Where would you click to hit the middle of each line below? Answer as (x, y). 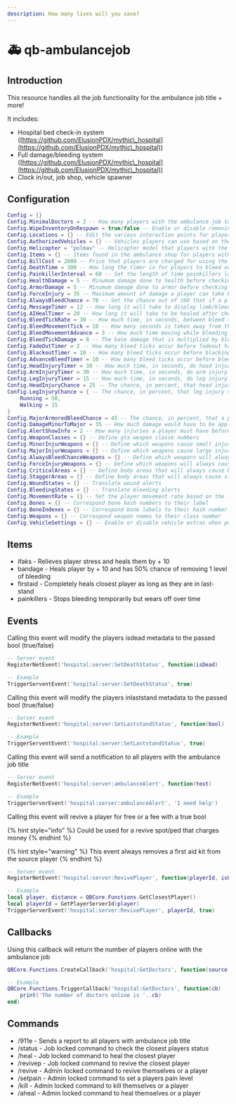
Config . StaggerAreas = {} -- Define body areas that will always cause (114, 477)
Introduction (35, 81)
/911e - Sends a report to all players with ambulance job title (104, 1041)
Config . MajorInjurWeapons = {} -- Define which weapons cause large (110, 451)
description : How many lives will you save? (73, 14)
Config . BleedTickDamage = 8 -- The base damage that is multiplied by (113, 340)
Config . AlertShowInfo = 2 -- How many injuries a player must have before (119, 431)
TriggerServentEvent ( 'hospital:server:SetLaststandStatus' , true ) (106, 744)
